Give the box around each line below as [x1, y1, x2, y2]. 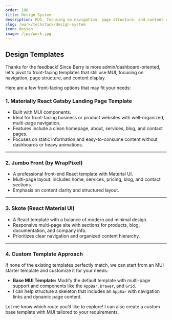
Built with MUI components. [12, 109, 72, 115]
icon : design [5, 27, 33, 32]
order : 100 [5, 7, 29, 13]
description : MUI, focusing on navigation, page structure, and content [5, 17, 164, 22]
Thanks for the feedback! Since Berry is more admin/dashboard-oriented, [5, 63, 161, 70]
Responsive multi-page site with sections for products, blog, [12, 222, 140, 228]
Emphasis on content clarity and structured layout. [12, 187, 119, 194]
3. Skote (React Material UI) [5, 205, 75, 212]
